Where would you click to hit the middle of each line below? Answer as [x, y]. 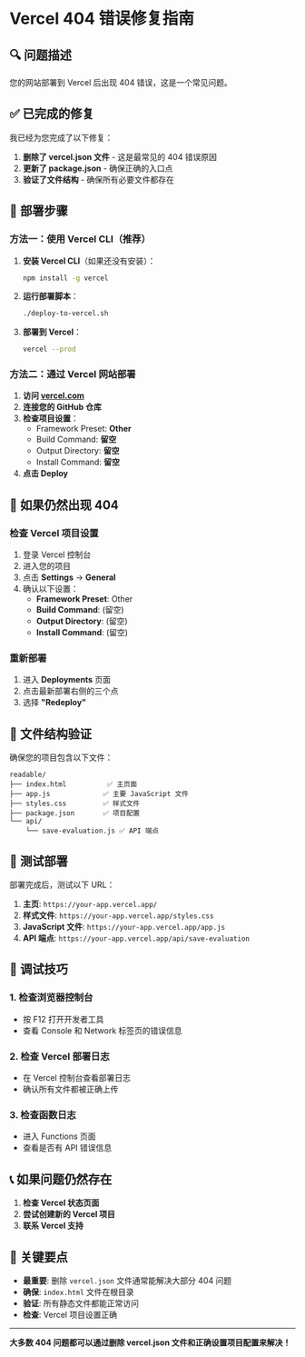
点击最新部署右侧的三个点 [70, 691]
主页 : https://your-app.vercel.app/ [90, 904]
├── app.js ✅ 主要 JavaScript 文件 [99, 794]
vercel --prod [49, 349]
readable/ [28, 775]
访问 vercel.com [53, 395]
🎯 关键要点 [39, 1257]
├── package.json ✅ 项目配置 [75, 813]
